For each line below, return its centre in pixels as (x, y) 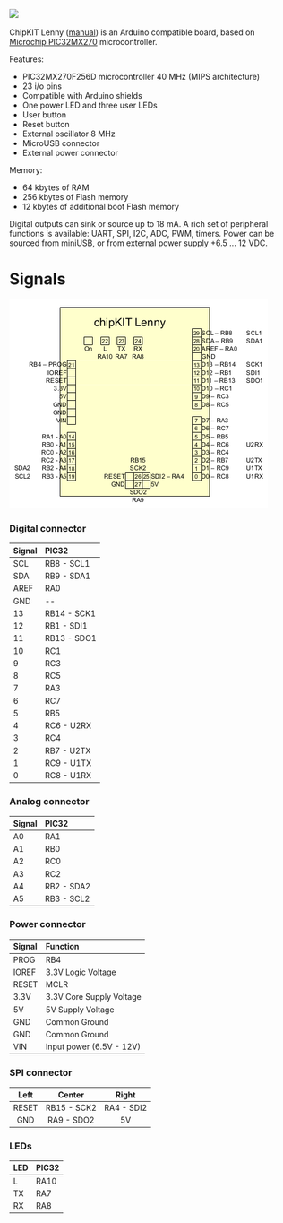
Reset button (46, 124)
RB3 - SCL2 (67, 899)
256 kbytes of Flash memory (75, 197)
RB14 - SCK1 (70, 613)
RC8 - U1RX (68, 776)
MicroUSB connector (61, 143)
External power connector (70, 153)
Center (71, 1095)
